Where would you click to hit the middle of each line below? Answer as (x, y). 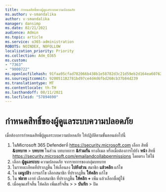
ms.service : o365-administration (40, 42)
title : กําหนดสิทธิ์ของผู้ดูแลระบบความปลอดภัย (40, 10)
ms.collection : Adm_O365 (31, 56)
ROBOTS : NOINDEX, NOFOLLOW (33, 46)
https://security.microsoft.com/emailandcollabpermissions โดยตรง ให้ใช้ (83, 156)
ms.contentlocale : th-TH (31, 88)
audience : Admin (22, 33)
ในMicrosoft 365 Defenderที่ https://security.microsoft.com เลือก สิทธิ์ (80, 145)
